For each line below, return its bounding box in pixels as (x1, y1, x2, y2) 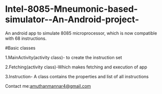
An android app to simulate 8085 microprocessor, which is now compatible (5, 30, 158, 36)
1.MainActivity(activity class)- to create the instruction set (5, 54, 122, 60)
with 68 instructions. (5, 35, 47, 41)
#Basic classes (5, 45, 36, 51)
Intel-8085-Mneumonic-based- (5, 3, 138, 15)
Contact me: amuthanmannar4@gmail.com (5, 83, 91, 89)
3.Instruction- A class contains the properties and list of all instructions (5, 73, 149, 79)
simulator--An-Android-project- (5, 14, 139, 25)
